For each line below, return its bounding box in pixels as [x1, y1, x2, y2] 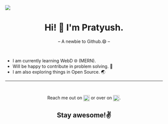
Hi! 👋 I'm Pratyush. [44, 22, 124, 33]
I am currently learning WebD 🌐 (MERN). [12, 57, 96, 64]
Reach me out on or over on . [47, 95, 121, 101]
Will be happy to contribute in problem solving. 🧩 [12, 63, 113, 69]
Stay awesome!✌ [56, 111, 111, 119]
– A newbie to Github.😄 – [57, 38, 110, 44]
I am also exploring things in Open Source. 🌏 [12, 69, 106, 75]
